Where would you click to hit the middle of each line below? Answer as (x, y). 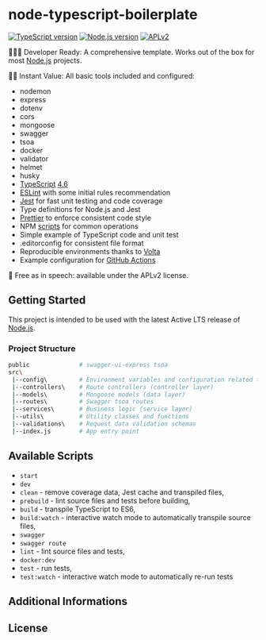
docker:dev (38, 560)
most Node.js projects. (45, 60)
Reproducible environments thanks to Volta (90, 251)
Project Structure (42, 349)
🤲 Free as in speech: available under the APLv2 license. (98, 275)
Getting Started (47, 301)
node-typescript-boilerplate (103, 15)
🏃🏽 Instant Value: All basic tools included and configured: (102, 75)
